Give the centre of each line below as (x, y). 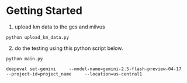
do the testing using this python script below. (69, 48)
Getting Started (44, 11)
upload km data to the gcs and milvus (60, 27)
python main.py (25, 59)
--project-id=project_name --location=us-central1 (74, 74)
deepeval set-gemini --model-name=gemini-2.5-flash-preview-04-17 (94, 69)
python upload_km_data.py (37, 37)
